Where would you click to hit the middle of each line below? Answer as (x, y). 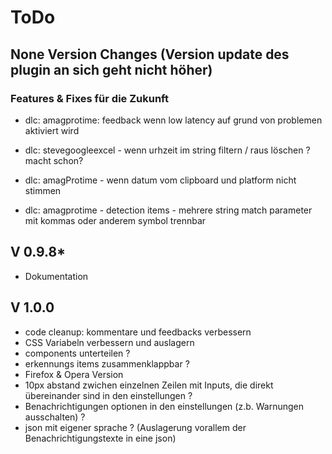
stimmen (43, 190)
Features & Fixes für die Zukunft (89, 98)
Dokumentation (56, 276)
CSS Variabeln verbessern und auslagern (109, 342)
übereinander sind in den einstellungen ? (108, 395)
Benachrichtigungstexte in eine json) (100, 438)
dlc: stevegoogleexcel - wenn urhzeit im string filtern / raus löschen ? (167, 150)
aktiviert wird (52, 130)
